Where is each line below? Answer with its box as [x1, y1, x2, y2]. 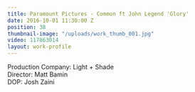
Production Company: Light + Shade [7, 63, 114, 71]
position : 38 [7, 23, 46, 30]
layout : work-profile [7, 43, 72, 50]
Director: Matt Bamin [7, 70, 68, 79]
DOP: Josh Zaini [7, 78, 55, 86]
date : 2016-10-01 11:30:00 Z [7, 17, 94, 24]
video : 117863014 [7, 37, 59, 44]
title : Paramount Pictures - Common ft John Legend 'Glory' [7, 10, 190, 18]
